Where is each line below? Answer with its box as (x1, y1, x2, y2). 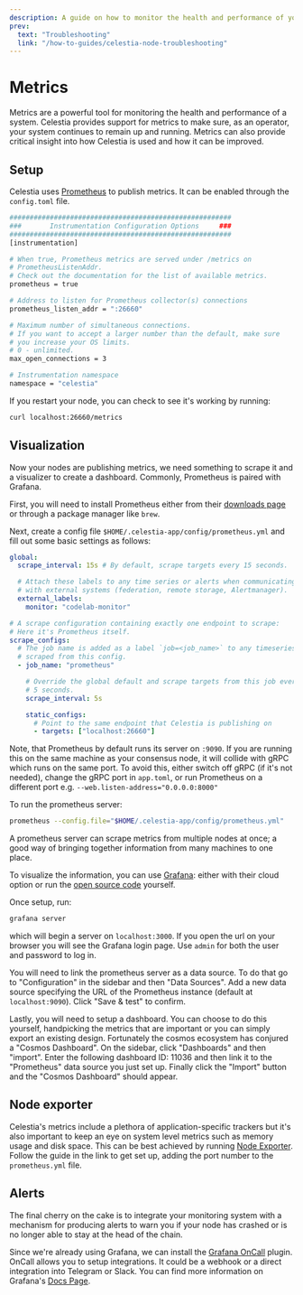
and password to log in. (9, 950, 96, 961)
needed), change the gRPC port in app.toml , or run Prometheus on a (9, 772, 263, 783)
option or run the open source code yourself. (9, 880, 176, 890)
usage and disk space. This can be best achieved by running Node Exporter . (9, 1140, 293, 1151)
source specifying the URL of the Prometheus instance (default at (9, 986, 253, 998)
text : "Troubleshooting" (17, 30, 111, 39)
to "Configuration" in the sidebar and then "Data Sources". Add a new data (9, 977, 287, 988)
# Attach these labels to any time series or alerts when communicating (17, 577, 297, 587)
